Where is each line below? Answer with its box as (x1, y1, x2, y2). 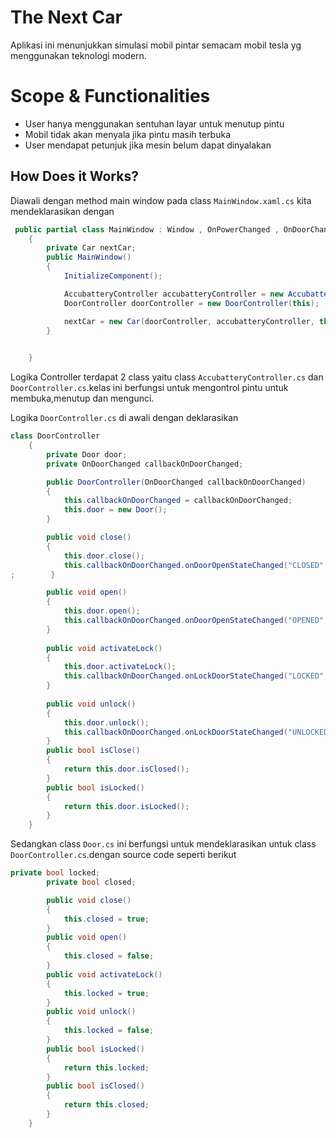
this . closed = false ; (63, 951, 155, 961)
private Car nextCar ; (46, 243, 137, 253)
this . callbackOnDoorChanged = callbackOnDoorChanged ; (63, 496, 293, 506)
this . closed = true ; (63, 914, 150, 924)
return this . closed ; (63, 1100, 150, 1110)
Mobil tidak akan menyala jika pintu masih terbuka (24, 128, 232, 140)
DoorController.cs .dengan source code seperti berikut (10, 849, 237, 861)
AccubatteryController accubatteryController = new (63, 289, 284, 299)
